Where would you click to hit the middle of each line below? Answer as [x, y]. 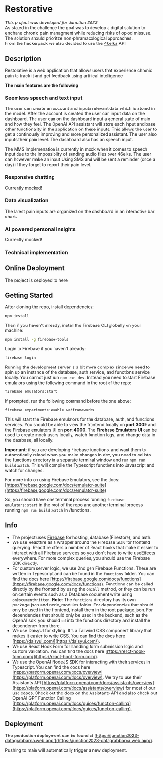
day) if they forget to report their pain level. [48, 165]
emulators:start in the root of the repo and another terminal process [74, 505]
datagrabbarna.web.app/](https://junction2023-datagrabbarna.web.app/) [79, 741]
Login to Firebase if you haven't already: [45, 349]
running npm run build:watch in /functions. [48, 510]
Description [23, 59]
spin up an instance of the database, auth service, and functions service [78, 372]
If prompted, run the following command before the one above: [68, 401]
